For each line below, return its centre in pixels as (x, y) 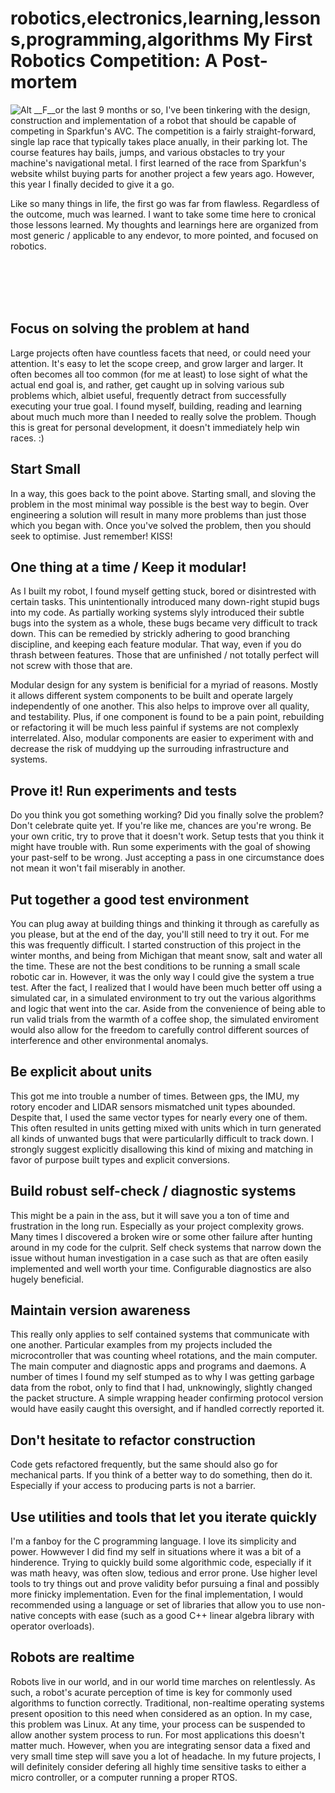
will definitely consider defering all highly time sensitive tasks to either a (158, 1766)
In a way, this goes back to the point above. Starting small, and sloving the (163, 493)
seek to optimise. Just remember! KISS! (91, 536)
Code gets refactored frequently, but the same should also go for (144, 1464)
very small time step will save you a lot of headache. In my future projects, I (165, 1756)
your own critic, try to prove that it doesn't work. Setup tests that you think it (167, 836)
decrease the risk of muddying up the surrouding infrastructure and (150, 749)
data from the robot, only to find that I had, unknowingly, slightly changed (161, 1388)
